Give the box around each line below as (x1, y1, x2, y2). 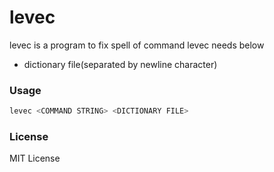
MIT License (9, 152, 61, 165)
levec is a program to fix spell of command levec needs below (9, 39, 265, 51)
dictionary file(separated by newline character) (23, 58, 218, 70)
